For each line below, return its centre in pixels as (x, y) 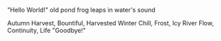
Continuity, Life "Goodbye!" (46, 30)
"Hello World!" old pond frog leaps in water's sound (81, 10)
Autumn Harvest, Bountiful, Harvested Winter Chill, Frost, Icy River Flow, (110, 23)
